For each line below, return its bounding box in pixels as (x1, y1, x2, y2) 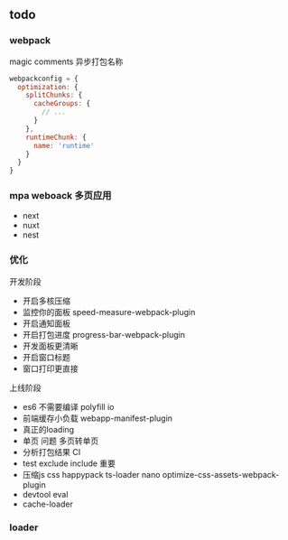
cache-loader (22, 498, 74, 509)
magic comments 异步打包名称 (9, 56, 124, 67)
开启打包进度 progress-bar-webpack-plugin (22, 329, 185, 340)
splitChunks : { (25, 90, 83, 100)
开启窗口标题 (22, 351, 70, 362)
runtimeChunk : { (25, 133, 88, 142)
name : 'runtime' (33, 141, 95, 150)
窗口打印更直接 (22, 363, 79, 374)
